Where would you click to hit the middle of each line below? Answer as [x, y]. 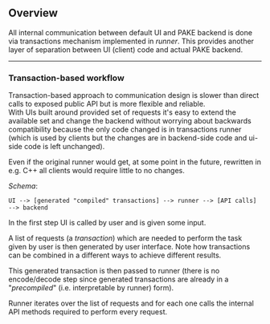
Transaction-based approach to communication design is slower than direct [134, 95]
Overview [33, 13]
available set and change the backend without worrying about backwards [130, 121]
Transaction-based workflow [66, 78]
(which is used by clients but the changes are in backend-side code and [128, 138]
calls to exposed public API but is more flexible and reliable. [107, 104]
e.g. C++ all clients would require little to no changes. [96, 171]
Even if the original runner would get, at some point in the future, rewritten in [135, 162]
